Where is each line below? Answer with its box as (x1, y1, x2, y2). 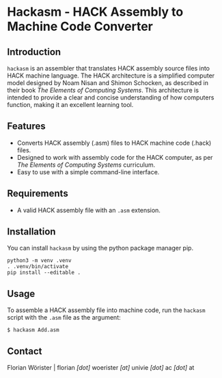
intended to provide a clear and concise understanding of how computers (7, 93, 214, 102)
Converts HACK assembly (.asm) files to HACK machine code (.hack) (16, 139, 212, 147)
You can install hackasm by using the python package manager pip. (7, 244, 193, 252)
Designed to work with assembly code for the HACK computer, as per (16, 153, 213, 161)
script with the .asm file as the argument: (7, 314, 121, 322)
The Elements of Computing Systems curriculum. (16, 161, 156, 169)
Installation (7, 226, 56, 237)
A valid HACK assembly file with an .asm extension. (16, 206, 161, 214)
